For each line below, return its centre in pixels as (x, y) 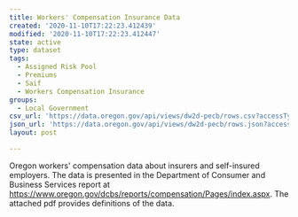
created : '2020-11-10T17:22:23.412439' (83, 26)
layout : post (33, 133)
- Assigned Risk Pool (57, 67)
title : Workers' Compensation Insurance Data (94, 17)
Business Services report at (60, 184)
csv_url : (25, 116)
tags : (19, 58)
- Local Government (53, 108)
